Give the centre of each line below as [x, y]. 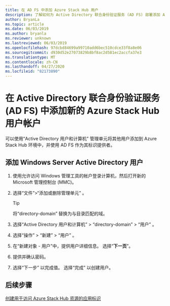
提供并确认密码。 [30, 257]
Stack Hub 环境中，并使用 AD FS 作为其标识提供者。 [60, 145]
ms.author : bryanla [26, 34]
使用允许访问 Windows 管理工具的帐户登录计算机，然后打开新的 [79, 175]
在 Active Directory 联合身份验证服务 [82, 98]
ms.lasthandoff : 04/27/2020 [35, 67]
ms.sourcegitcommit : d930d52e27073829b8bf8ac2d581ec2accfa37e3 [74, 52]
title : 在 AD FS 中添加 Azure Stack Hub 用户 [52, 10]
